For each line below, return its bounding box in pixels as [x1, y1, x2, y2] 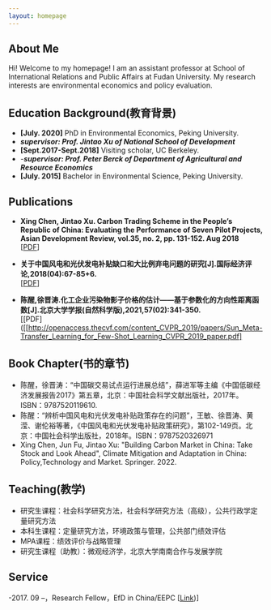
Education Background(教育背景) [8, 106, 176, 120]
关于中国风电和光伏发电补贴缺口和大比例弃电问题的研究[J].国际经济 [19, 259, 245, 268]
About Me [8, 42, 59, 56]
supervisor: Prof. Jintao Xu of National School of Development [19, 137, 236, 147]
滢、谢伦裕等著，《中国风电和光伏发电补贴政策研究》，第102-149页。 [19, 420, 246, 430]
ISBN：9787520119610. [19, 400, 98, 410]
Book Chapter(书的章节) [8, 357, 130, 371]
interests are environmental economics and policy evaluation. [8, 80, 213, 90]
